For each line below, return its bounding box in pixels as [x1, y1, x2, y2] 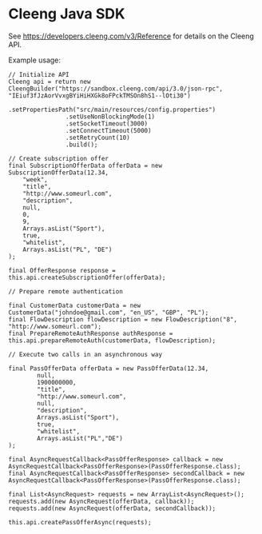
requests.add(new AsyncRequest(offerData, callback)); [8, 497, 195, 505]
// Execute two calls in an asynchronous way [8, 350, 162, 358]
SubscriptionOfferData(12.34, [8, 169, 109, 177]
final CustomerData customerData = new [8, 301, 141, 309]
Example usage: [8, 55, 62, 65]
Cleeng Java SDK [8, 5, 125, 23]
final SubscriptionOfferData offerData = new [8, 161, 162, 169]
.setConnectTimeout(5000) [65, 126, 152, 134]
